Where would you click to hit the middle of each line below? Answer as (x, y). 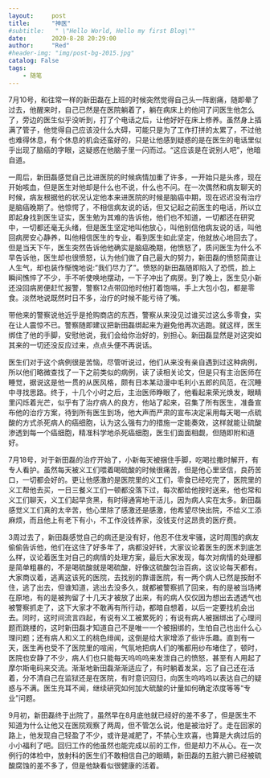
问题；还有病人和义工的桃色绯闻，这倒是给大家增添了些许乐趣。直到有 (131, 637)
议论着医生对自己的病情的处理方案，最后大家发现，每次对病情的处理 (142, 557)
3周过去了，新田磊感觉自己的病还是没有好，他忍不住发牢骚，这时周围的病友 (134, 537)
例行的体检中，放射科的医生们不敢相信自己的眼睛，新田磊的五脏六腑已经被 (131, 755)
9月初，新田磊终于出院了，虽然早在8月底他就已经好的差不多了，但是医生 (129, 715)
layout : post (37, 16)
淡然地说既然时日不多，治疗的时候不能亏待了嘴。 (103, 298)
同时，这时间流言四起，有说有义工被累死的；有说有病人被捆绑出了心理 (138, 617)
